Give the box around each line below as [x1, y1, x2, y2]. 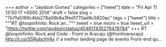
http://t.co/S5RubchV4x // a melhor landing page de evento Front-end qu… [5, 36, 162, 42]
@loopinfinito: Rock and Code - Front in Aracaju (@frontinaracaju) [5, 31, 144, 36]
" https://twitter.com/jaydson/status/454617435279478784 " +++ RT [5, 25, 147, 31]
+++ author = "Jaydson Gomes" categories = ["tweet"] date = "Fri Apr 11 [5, 4, 157, 10]
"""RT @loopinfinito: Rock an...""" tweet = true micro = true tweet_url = [5, 20, 154, 26]
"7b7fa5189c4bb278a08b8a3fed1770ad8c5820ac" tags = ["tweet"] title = [5, 15, 160, 20]
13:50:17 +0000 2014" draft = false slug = [5, 9, 93, 15]
